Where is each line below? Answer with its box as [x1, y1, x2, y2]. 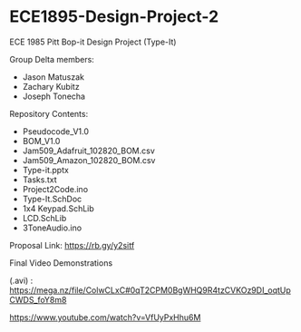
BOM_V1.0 [22, 135, 61, 146]
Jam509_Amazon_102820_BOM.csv [22, 154, 156, 165]
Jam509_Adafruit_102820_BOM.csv [22, 145, 156, 156]
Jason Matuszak [22, 71, 84, 83]
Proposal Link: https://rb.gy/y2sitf [9, 239, 135, 250]
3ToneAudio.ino [22, 222, 83, 233]
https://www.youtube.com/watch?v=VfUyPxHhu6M [9, 311, 201, 323]
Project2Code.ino [22, 183, 89, 194]
